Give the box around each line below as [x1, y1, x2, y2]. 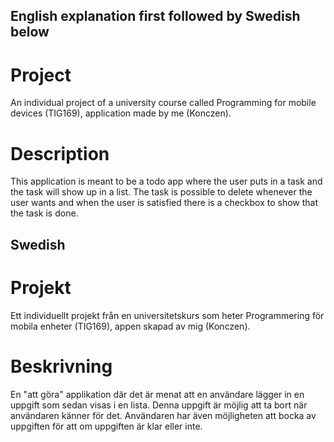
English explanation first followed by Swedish [10, 8, 301, 25]
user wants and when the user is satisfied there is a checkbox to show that [10, 197, 319, 209]
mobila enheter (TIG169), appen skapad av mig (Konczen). [10, 320, 251, 332]
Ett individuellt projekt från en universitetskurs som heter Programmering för [10, 309, 325, 321]
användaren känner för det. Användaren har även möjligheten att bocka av [10, 409, 317, 421]
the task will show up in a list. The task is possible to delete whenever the [10, 186, 313, 198]
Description [10, 142, 110, 165]
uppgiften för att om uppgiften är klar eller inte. [10, 420, 203, 432]
